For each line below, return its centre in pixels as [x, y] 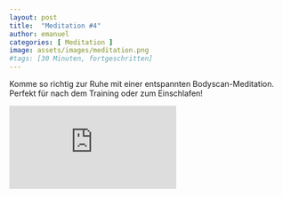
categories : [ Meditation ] [61, 42]
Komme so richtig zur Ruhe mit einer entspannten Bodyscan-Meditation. [141, 84]
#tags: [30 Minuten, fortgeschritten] [81, 59]
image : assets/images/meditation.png [79, 51]
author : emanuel [39, 34]
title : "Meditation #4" [55, 26]
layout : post [33, 17]
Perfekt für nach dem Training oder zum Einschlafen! [106, 93]
